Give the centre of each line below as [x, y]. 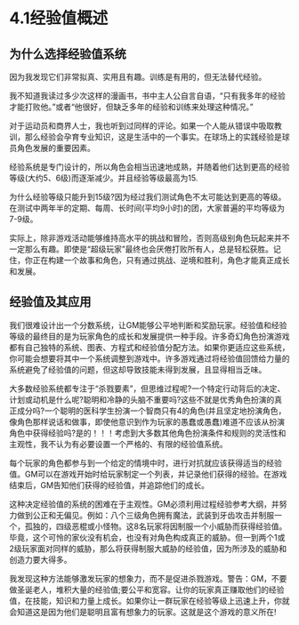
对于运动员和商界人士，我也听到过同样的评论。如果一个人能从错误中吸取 [141, 126]
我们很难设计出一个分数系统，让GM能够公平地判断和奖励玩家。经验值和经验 [148, 325]
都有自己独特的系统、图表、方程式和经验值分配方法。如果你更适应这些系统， [149, 347]
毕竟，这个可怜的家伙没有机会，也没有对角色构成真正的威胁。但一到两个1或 [147, 537]
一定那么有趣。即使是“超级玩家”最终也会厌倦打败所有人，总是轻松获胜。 [141, 249]
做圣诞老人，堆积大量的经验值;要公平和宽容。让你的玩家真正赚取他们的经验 [147, 589]
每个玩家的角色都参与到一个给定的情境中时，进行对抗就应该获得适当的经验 [145, 462]
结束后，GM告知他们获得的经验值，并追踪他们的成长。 [109, 485]
